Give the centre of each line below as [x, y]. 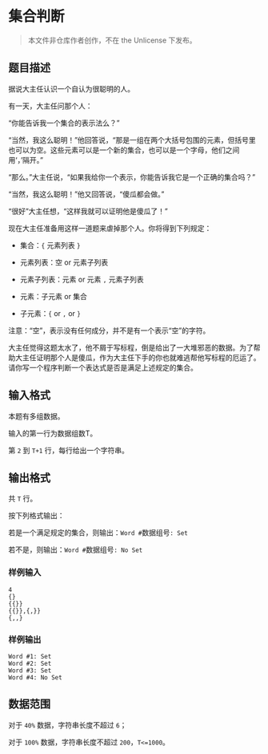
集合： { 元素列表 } [50, 245]
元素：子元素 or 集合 [54, 296]
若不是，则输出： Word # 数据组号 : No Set [76, 549]
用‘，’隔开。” [26, 160]
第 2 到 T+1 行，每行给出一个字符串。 [69, 450]
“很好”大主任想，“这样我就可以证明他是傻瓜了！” [88, 211]
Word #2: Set [30, 663]
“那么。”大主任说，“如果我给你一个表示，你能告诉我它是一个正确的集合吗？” [132, 176]
